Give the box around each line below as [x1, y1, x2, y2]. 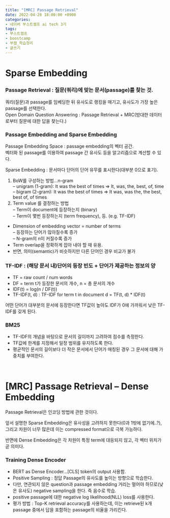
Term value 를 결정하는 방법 [12, 200, 69, 206]
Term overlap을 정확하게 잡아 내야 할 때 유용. [12, 242, 103, 248]
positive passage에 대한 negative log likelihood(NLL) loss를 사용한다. [12, 494, 155, 500]
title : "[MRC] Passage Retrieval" [5, 7, 79, 13]
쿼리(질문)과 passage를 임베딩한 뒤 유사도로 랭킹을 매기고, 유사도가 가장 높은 [5, 99, 158, 105]
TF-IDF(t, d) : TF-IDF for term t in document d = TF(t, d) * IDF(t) [12, 291, 146, 297]
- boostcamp [5, 36, 31, 41]
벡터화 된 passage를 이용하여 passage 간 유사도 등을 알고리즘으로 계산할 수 [5, 150, 156, 156]
